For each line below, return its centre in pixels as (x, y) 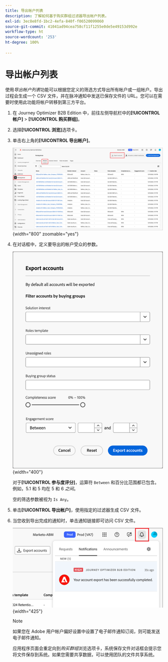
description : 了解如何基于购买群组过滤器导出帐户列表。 (57, 16)
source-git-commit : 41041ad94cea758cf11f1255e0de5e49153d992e (71, 27)
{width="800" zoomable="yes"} (45, 234)
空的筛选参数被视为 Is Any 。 (42, 499)
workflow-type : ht (24, 32)
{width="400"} (28, 472)
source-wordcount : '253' (31, 37)
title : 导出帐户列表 (24, 11)
